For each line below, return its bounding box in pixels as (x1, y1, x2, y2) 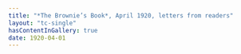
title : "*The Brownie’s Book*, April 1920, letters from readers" (8, 11, 234, 20)
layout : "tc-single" (8, 19, 77, 27)
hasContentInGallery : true (8, 26, 98, 34)
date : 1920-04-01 (8, 33, 66, 42)
